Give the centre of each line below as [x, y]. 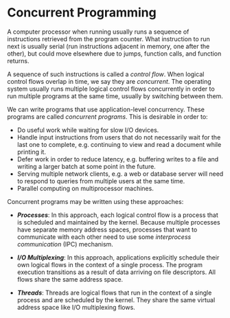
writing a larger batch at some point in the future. [86, 166]
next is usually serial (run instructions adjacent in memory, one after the [108, 46]
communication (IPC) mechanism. [65, 244]
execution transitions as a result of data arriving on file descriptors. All [116, 272]
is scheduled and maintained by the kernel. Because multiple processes [119, 222]
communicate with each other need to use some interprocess [104, 237]
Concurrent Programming [82, 13]
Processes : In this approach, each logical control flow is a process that [117, 215]
